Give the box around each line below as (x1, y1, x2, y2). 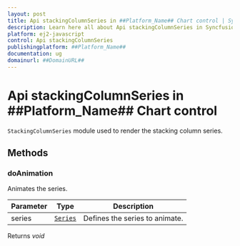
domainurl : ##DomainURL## (7, 57, 84, 64)
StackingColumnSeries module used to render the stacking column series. (7, 126, 223, 135)
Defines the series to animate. (83, 213, 184, 223)
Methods (7, 147, 49, 159)
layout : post (7, 10, 46, 18)
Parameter (11, 201, 48, 211)
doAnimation (7, 168, 54, 178)
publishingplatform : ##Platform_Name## (7, 43, 126, 51)
